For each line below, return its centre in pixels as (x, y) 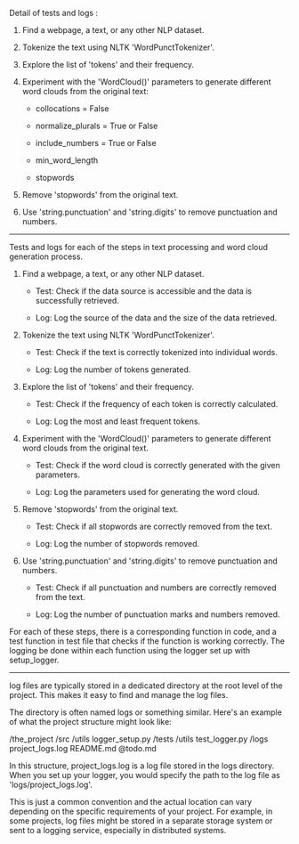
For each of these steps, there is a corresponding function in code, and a (143, 632)
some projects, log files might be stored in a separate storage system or (141, 821)
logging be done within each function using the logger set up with (130, 650)
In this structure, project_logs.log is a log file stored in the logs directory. (142, 766)
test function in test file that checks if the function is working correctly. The (147, 641)
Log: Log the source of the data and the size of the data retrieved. (156, 318)
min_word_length (67, 160)
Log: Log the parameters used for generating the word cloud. (148, 492)
